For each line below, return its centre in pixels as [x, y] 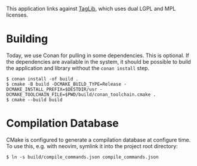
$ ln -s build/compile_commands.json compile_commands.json [83, 157]
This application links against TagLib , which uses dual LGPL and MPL [91, 9]
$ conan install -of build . [42, 79]
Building [27, 39]
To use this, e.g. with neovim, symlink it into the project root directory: [92, 146]
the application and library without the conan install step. [78, 68]
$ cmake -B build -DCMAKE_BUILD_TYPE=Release [64, 84]
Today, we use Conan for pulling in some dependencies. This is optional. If [98, 55]
